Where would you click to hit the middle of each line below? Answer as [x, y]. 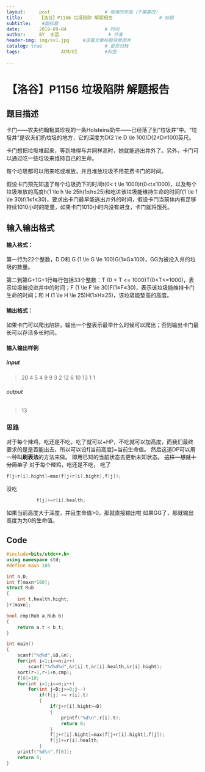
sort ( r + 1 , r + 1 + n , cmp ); [45, 672]
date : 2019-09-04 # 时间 [63, 29]
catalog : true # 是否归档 [67, 46]
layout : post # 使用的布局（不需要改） [83, 12]
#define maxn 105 [28, 566]
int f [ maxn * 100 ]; [28, 582]
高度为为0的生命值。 [32, 520]
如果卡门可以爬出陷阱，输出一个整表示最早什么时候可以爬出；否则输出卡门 [100, 325]
